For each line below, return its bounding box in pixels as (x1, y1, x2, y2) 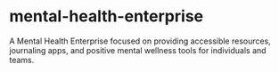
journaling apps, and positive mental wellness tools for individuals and (9, 44, 267, 55)
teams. (9, 54, 35, 65)
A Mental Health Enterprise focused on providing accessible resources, (9, 36, 272, 46)
